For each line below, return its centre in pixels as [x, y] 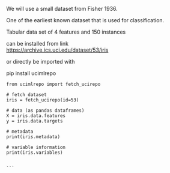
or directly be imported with [41, 62]
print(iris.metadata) [33, 137]
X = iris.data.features [36, 116]
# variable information [36, 147]
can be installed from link [38, 44]
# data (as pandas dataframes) [45, 111]
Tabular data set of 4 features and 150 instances [66, 32]
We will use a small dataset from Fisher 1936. [62, 9]
